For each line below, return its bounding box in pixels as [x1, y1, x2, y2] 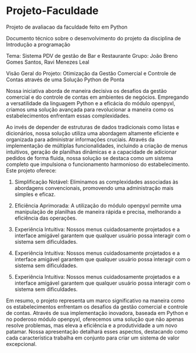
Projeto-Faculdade [6, 4, 99, 18]
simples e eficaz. [14, 191, 56, 198]
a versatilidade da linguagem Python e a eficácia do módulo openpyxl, [6, 99, 176, 106]
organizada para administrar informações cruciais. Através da [6, 136, 155, 143]
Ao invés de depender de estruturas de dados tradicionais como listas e [6, 123, 180, 130]
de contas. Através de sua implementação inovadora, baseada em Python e [6, 309, 188, 316]
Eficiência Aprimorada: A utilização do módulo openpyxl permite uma [14, 202, 182, 209]
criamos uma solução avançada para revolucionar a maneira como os [6, 106, 174, 113]
